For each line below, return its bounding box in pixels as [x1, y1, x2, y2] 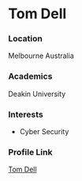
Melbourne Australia [8, 51, 74, 60]
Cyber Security [19, 127, 69, 137]
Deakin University [8, 89, 66, 98]
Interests [8, 109, 43, 120]
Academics [8, 71, 53, 82]
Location [8, 33, 43, 44]
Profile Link [8, 147, 53, 157]
